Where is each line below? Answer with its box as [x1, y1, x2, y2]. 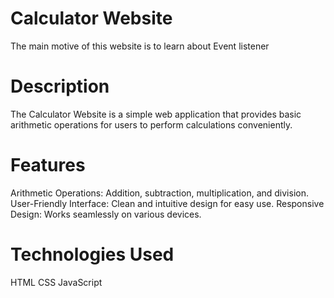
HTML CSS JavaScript [10, 276, 103, 288]
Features [10, 154, 86, 177]
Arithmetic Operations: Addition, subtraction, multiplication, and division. [10, 187, 309, 199]
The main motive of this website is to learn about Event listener [10, 40, 270, 52]
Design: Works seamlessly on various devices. [10, 208, 202, 220]
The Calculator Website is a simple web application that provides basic [10, 108, 302, 120]
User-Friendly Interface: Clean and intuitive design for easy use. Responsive [10, 197, 325, 209]
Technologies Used [10, 243, 175, 266]
